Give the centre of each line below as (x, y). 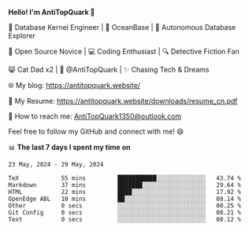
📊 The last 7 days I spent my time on (70, 147)
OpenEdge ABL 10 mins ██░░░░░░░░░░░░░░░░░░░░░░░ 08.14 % (125, 199)
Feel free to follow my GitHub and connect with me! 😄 (96, 131)
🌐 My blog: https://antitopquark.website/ (74, 85)
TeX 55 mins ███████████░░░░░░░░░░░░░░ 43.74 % (125, 178)
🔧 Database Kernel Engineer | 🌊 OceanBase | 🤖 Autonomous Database (122, 27)
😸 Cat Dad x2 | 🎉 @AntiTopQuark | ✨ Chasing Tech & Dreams (109, 70)
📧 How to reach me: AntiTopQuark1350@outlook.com (95, 116)
